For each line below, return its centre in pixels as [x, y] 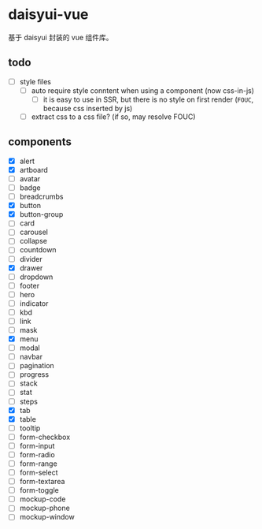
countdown [38, 250]
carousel [34, 232]
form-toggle [39, 490]
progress [34, 374]
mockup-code [42, 499]
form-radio [37, 454]
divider [31, 259]
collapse [33, 241]
